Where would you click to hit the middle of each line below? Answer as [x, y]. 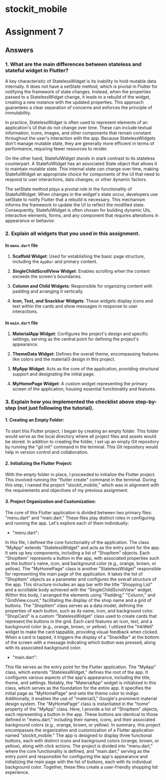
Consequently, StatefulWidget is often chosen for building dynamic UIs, [78, 210]
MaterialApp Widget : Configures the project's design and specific [80, 334]
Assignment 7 [34, 32]
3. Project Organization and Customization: [51, 501]
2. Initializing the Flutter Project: [39, 463]
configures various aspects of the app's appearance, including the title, [78, 677]
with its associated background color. [43, 648]
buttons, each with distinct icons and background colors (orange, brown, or [82, 740]
